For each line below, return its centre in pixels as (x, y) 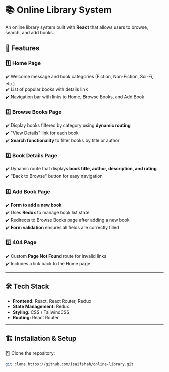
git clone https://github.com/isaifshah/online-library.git (70, 364)
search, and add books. (30, 32)
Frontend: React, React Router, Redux (52, 301)
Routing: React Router (36, 317)
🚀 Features (22, 48)
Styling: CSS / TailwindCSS (41, 312)
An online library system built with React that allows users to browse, (77, 27)
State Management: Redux (41, 306)
